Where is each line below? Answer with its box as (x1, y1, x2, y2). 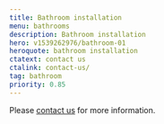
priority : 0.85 (9, 80, 66, 89)
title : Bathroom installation (9, 13, 123, 22)
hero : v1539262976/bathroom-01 (9, 38, 126, 48)
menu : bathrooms (9, 22, 70, 31)
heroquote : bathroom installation (9, 47, 139, 56)
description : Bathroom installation (9, 30, 146, 39)
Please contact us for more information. (9, 104, 156, 115)
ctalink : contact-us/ (9, 64, 91, 73)
